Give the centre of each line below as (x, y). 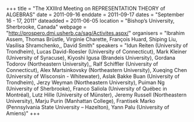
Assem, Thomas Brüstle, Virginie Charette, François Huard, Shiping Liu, (92, 39)
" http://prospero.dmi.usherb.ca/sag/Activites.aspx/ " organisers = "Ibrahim (96, 33)
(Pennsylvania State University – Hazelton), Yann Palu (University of (88, 107)
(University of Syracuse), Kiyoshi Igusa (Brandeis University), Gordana (91, 58)
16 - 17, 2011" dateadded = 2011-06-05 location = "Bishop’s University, (90, 21)
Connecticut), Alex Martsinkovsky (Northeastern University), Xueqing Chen (97, 70)
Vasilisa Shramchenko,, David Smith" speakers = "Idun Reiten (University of (97, 45)
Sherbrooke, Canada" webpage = (46, 27)
